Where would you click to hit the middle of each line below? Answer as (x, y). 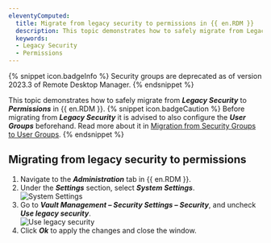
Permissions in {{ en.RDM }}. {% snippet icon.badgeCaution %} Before (127, 109)
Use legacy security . (55, 213)
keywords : (32, 38)
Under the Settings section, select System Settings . (107, 187)
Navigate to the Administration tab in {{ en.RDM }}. (106, 179)
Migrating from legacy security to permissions (127, 160)
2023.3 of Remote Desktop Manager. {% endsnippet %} (101, 84)
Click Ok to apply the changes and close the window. (108, 230)
